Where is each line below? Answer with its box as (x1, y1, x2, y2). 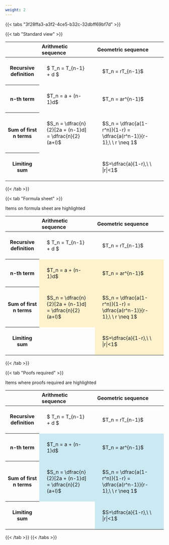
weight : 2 (5, 7, 26, 13)
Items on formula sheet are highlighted (5, 205, 86, 211)
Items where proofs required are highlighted (5, 379, 97, 385)
